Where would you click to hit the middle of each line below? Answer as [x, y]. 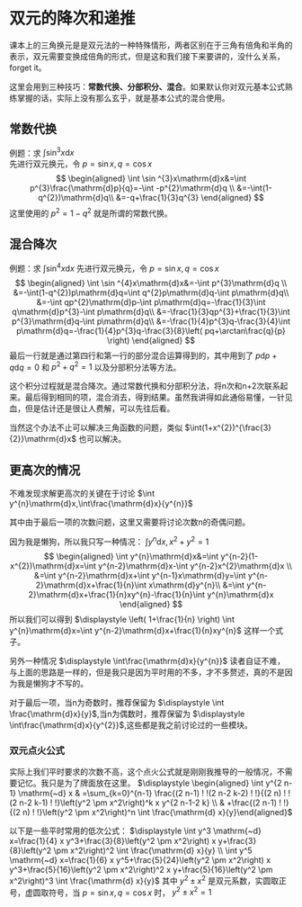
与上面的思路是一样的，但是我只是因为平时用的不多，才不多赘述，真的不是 [147, 672]
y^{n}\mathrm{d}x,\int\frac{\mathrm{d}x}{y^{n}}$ [101, 503]
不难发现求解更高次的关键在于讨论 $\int [82, 493]
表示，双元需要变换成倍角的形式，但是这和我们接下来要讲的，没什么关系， [147, 56]
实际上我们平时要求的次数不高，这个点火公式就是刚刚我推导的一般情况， [143, 771]
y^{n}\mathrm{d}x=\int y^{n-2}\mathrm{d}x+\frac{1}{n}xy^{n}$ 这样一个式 [147, 630]
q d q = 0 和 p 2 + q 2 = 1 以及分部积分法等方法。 [95, 366]
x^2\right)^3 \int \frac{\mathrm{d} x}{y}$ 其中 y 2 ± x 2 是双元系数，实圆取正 [148, 880]
